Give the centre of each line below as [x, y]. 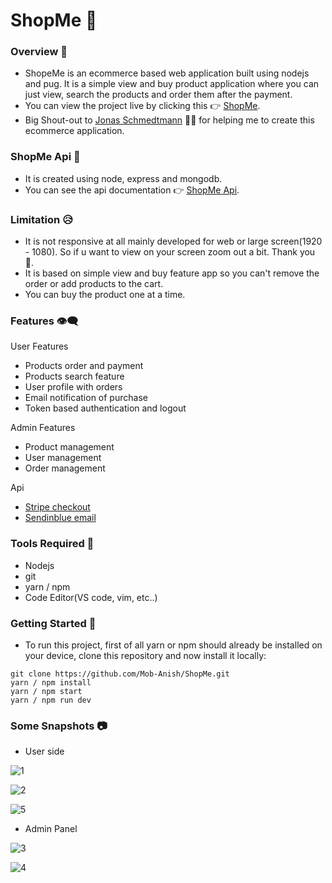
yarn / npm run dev [51, 700]
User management [63, 458]
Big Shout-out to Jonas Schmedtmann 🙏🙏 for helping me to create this [169, 120]
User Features [39, 346]
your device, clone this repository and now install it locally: [145, 655]
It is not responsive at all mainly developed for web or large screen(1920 [173, 241]
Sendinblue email [60, 518]
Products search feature [74, 376]
